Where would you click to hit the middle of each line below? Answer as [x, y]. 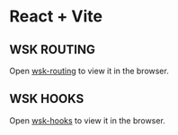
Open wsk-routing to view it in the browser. [89, 71]
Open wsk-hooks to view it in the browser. [88, 120]
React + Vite [56, 17]
